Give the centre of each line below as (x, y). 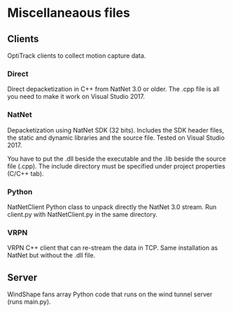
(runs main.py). (29, 302)
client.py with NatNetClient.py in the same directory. (82, 214)
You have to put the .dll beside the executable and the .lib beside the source (116, 159)
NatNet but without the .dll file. (51, 255)
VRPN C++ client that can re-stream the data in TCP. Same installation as (113, 248)
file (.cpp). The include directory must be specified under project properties (116, 166)
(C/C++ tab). (26, 173)
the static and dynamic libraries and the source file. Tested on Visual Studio (116, 138)
